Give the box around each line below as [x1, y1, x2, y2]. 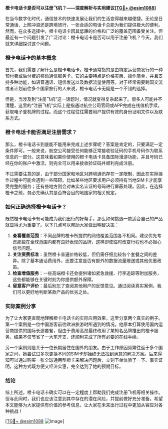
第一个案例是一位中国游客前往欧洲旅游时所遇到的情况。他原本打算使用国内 [5, 321, 158, 328]
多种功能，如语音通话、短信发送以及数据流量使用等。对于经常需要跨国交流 [9, 79, 163, 85]
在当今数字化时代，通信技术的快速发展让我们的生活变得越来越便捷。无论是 [5, 16, 158, 22]
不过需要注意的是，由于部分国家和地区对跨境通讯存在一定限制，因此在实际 [5, 171, 158, 177]
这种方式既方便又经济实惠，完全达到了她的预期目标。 [13, 363, 123, 369]
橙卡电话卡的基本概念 [5, 54, 56, 61]
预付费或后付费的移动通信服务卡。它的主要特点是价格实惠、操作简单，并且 [5, 73, 158, 79]
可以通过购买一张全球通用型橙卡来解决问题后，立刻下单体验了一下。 [9, 357, 150, 363]
